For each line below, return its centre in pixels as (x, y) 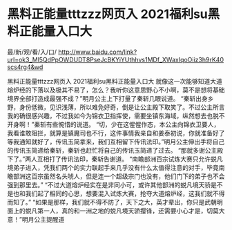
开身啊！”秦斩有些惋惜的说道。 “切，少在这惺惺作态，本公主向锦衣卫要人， (114, 124)
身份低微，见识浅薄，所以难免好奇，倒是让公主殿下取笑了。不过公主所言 (122, 107)
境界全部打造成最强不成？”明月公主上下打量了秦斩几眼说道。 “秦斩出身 (108, 98)
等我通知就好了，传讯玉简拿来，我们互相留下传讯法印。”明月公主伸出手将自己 (116, 142)
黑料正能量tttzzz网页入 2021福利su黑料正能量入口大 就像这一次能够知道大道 (115, 81)
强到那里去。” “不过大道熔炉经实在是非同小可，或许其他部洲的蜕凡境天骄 (109, 184)
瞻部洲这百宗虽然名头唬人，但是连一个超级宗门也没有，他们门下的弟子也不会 (116, 176)
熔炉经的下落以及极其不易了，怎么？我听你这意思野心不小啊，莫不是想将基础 (116, 90)
